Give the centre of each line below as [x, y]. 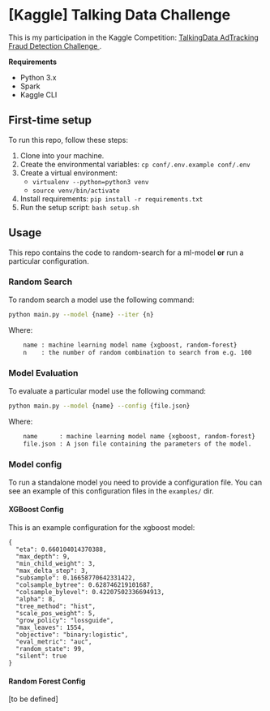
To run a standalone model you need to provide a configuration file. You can [135, 482]
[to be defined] [33, 699]
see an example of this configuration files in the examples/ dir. [111, 491]
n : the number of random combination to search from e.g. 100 [137, 352]
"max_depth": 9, [43, 556]
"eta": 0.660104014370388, [61, 549]
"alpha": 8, [36, 599]
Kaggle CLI [39, 94]
